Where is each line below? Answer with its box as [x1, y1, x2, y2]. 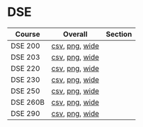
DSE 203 [10, 52, 40, 62]
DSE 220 [10, 63, 40, 73]
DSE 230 [10, 74, 40, 84]
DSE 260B [10, 97, 45, 107]
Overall [63, 29, 88, 39]
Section [105, 29, 133, 39]
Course [15, 29, 40, 39]
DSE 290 [10, 108, 40, 118]
